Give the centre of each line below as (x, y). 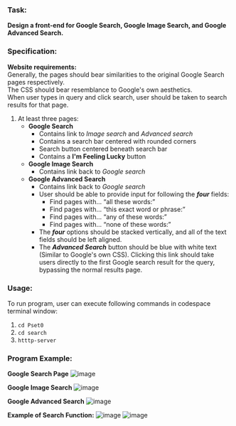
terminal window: (33, 311)
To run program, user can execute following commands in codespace (109, 303)
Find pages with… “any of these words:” (108, 217)
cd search (32, 333)
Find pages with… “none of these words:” (111, 224)
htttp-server (37, 340)
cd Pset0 (31, 325)
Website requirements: (42, 67)
